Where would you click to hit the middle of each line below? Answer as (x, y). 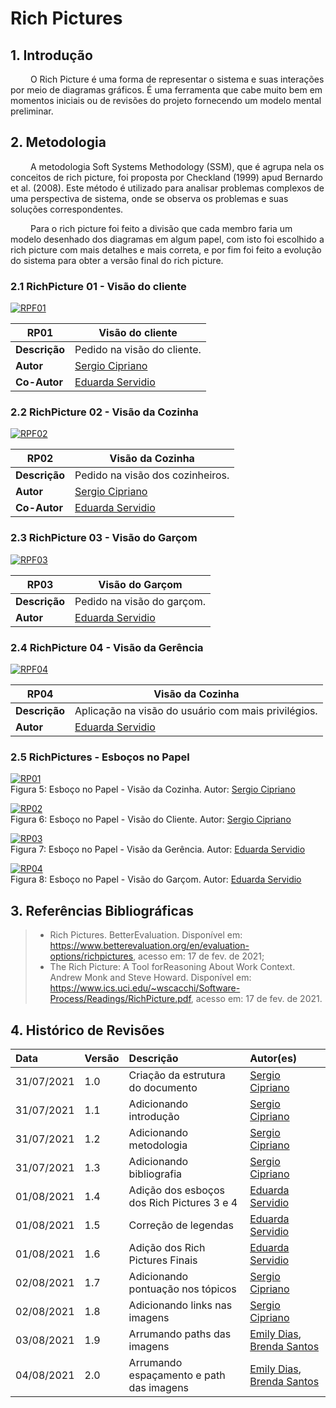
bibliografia (155, 1174)
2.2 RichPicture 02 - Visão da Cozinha (104, 412)
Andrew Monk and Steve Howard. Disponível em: (150, 978)
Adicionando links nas (180, 1305)
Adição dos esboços (176, 1190)
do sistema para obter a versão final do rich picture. (117, 260)
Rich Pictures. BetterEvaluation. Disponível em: (146, 935)
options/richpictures (91, 956)
